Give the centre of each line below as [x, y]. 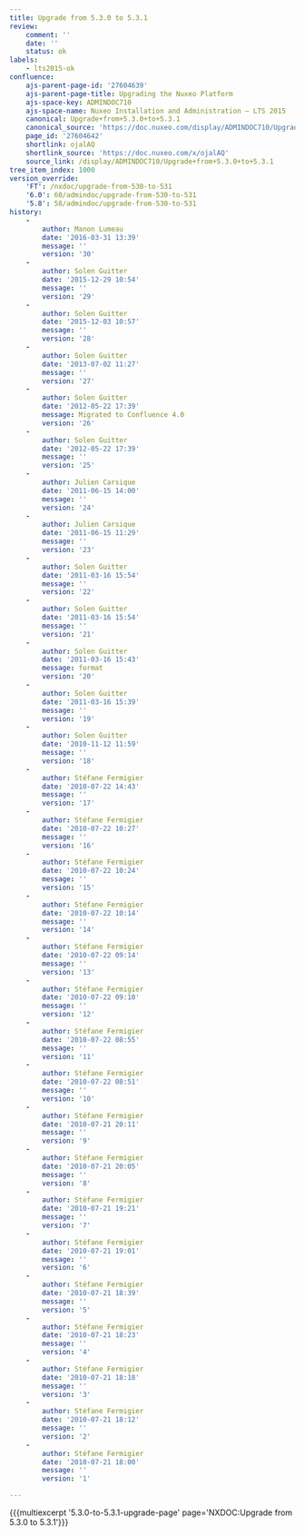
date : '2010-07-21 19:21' [91, 1209]
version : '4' [67, 1353]
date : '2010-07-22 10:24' [91, 871]
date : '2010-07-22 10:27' [91, 828]
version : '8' [67, 1183]
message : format [73, 669]
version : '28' [69, 339]
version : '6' [67, 1268]
